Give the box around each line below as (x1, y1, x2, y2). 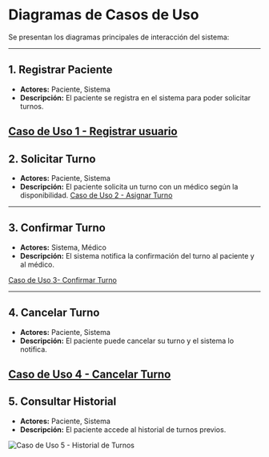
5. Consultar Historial (8, 395, 117, 409)
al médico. (19, 259, 54, 269)
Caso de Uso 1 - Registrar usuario (8, 124, 178, 138)
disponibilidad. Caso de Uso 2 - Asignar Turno (19, 190, 173, 200)
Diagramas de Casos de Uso (8, 6, 199, 24)
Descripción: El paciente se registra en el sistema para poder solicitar (19, 92, 251, 102)
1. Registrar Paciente (8, 63, 113, 77)
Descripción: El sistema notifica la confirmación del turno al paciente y (19, 251, 255, 260)
